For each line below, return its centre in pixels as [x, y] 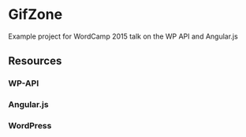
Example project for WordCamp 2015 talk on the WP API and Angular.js [123, 36]
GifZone [35, 15]
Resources [35, 61]
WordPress [30, 126]
